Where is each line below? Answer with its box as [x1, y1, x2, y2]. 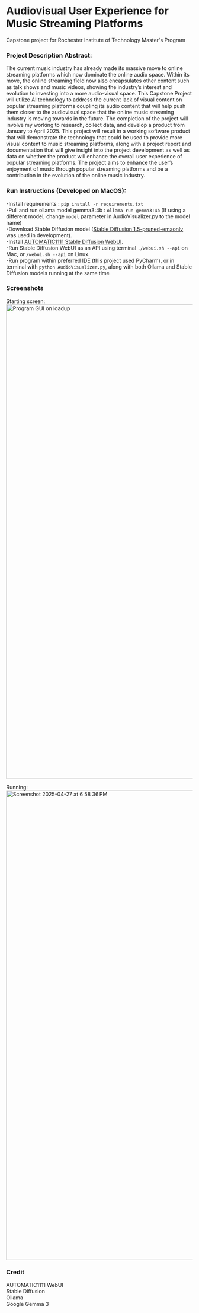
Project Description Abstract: [6, 51, 92, 59]
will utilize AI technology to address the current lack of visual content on [6, 96, 182, 103]
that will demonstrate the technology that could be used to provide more [6, 134, 182, 141]
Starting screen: [6, 298, 46, 305]
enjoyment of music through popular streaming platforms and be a [6, 165, 168, 173]
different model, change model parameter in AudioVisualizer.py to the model [6, 212, 191, 220]
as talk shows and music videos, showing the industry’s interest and [6, 84, 172, 91]
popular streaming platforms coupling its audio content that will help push [6, 103, 186, 110]
